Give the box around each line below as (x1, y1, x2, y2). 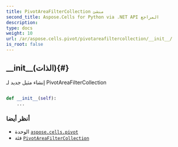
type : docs (6, 25, 33, 31)
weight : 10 (6, 31, 33, 36)
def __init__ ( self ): (6, 95, 57, 101)
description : (6, 19, 38, 25)
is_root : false (6, 42, 44, 48)
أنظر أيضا (6, 115, 30, 123)
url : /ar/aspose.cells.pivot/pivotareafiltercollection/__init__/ (6, 36, 173, 42)
